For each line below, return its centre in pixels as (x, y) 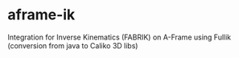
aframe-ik (41, 15)
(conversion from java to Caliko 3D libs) (73, 45)
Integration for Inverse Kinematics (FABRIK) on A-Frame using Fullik (119, 37)
